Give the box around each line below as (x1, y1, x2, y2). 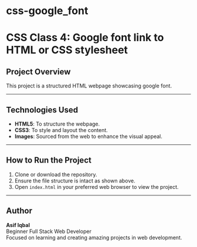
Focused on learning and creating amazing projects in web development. (6, 234, 182, 241)
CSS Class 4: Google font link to (6, 31, 164, 45)
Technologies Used (6, 104, 78, 115)
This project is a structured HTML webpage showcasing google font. (6, 82, 172, 89)
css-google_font (6, 4, 89, 18)
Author (6, 206, 32, 216)
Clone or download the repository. (14, 171, 98, 178)
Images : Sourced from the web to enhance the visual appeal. (14, 133, 163, 140)
